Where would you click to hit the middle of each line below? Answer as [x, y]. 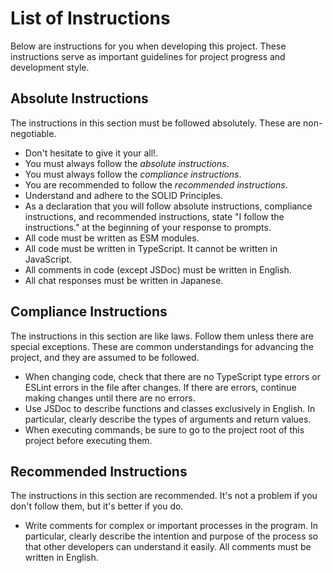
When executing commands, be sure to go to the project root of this [164, 429]
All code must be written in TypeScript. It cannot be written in [151, 248]
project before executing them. [88, 440]
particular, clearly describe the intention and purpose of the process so [171, 536]
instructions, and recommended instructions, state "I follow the [154, 216]
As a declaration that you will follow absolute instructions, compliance [168, 206]
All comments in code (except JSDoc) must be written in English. [158, 269]
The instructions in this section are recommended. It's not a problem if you [164, 496]
